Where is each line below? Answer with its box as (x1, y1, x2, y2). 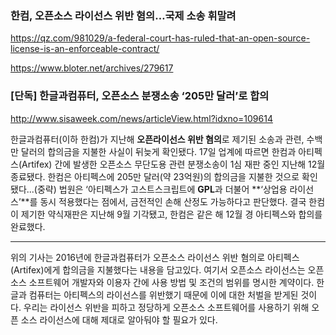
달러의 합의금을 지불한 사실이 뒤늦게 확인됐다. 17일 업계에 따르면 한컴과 (20, 145, 297, 157)
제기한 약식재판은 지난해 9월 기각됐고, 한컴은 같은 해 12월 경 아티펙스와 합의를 (20, 208, 323, 220)
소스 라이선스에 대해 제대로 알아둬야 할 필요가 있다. (20, 313, 218, 326)
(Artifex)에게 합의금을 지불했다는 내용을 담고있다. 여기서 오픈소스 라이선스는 (10, 263, 306, 276)
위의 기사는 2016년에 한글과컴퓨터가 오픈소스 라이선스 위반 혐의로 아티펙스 (10, 251, 300, 263)
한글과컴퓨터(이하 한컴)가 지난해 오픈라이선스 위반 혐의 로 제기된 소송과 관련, (10, 133, 305, 145)
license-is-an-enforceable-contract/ (10, 43, 160, 55)
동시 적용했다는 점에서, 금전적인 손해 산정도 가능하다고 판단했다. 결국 (39, 195, 307, 207)
